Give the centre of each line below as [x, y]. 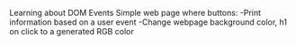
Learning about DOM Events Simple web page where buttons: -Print [135, 13]
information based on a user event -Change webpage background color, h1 [148, 22]
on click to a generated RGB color [72, 31]
